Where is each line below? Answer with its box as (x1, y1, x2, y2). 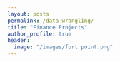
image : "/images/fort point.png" (14, 43, 114, 51)
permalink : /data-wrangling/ (7, 17, 94, 24)
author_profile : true (7, 30, 72, 38)
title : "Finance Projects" (7, 24, 88, 31)
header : (7, 37, 31, 44)
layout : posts (7, 10, 50, 18)
